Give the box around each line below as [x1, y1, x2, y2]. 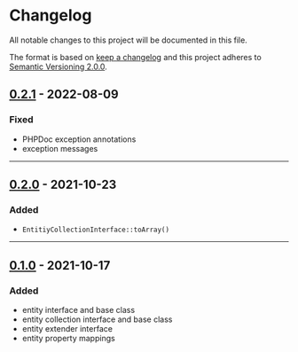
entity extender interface [21, 324, 114, 333]
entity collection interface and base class [21, 314, 173, 325]
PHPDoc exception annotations [21, 134, 137, 145]
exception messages [21, 143, 98, 153]
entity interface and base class [21, 305, 136, 315]
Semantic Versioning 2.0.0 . [9, 61, 108, 72]
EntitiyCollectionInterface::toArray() [21, 225, 170, 235]
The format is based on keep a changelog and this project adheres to [9, 51, 262, 62]
